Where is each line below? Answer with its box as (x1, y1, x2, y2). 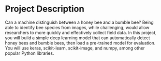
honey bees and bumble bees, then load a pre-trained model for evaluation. (5, 40, 156, 46)
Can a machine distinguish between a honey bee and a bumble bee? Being (5, 19, 154, 25)
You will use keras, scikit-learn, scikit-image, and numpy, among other (5, 45, 145, 51)
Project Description (5, 3, 85, 15)
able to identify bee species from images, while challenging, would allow (5, 24, 150, 30)
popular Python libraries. (5, 50, 54, 56)
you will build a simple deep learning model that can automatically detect (5, 35, 150, 41)
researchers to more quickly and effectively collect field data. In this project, (5, 30, 157, 35)
